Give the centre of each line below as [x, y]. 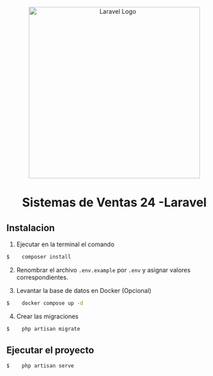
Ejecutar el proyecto [50, 350]
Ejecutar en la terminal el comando [65, 244]
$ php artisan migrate [43, 329]
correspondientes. [42, 277]
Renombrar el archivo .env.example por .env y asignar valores [103, 270]
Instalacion [31, 227]
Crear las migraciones [47, 316]
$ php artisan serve [40, 366]
